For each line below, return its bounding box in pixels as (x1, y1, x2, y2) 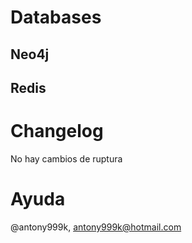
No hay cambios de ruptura (10, 152, 123, 165)
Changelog (10, 120, 104, 143)
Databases (10, 6, 102, 29)
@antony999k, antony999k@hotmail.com (10, 221, 182, 233)
